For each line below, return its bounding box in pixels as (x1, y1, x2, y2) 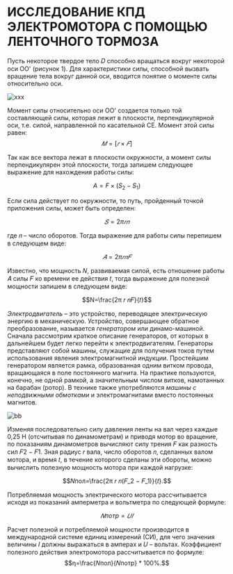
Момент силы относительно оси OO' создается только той (7, 106, 182, 115)
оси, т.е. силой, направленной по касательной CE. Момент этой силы (7, 121, 214, 129)
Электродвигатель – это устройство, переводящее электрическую (7, 309, 207, 318)
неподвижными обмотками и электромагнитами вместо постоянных (7, 391, 214, 399)
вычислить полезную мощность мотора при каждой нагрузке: (7, 463, 193, 471)
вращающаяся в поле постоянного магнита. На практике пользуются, (7, 368, 216, 377)
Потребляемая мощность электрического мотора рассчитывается (7, 491, 207, 499)
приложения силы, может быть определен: (7, 204, 136, 212)
